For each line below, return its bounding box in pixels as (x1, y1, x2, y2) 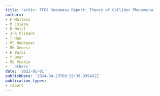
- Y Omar (5, 54, 24, 60)
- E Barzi (5, 50, 26, 55)
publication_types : (5, 78, 47, 83)
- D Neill (5, 26, 26, 31)
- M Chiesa (5, 21, 28, 27)
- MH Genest (5, 45, 30, 50)
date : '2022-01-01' (5, 69, 47, 74)
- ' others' (5, 64, 30, 69)
